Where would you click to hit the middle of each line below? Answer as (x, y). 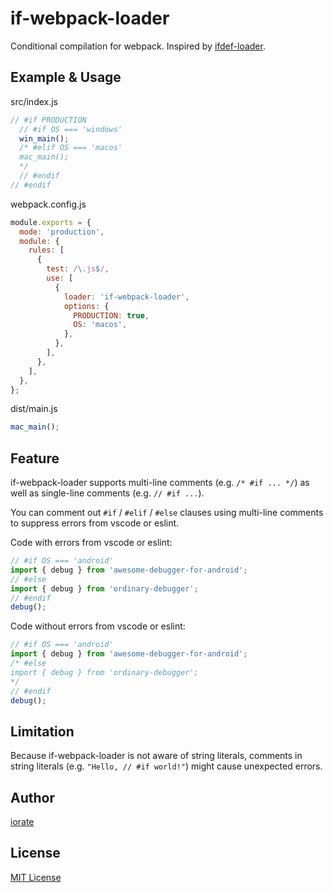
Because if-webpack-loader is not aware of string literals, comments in (156, 756)
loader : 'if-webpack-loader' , (126, 297)
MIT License (36, 877)
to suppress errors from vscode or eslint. (95, 523)
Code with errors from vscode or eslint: (91, 543)
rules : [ (46, 250)
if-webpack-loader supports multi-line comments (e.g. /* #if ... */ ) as (160, 483)
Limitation (42, 731)
